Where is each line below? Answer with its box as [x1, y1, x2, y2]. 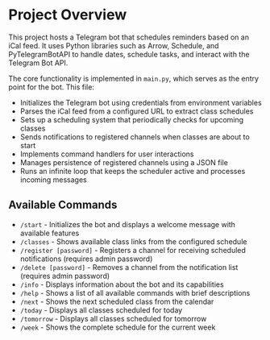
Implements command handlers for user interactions [19, 149, 194, 159]
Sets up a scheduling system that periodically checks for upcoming [19, 114, 244, 124]
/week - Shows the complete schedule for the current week [19, 322, 216, 332]
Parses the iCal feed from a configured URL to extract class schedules [19, 106, 254, 116]
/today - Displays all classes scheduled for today [19, 305, 183, 315]
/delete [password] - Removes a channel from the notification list [19, 262, 239, 272]
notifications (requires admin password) [19, 254, 153, 263]
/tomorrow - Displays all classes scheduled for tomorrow [19, 313, 207, 323]
